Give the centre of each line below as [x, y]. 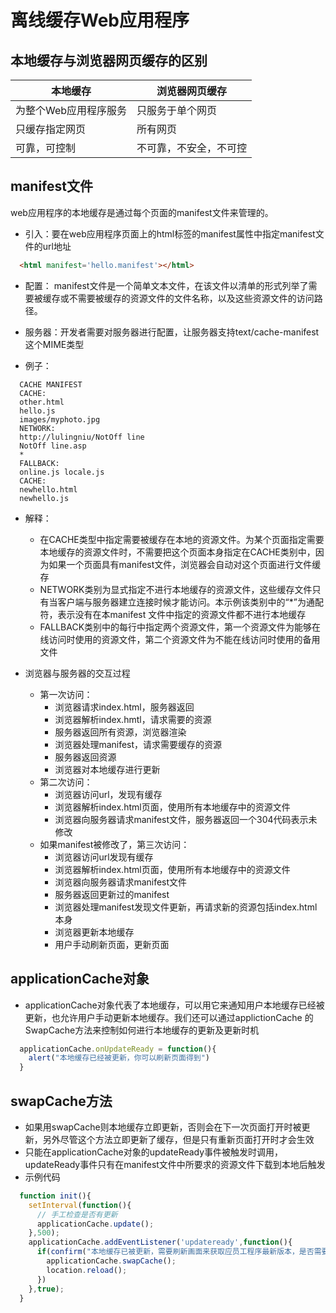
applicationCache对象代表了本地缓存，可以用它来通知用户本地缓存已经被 [174, 1005]
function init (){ [55, 1196]
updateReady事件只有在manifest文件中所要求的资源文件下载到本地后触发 [175, 1164]
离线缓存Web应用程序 [100, 20]
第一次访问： [66, 694]
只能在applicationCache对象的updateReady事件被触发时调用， [154, 1152]
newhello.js [44, 498]
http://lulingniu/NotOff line [82, 437]
